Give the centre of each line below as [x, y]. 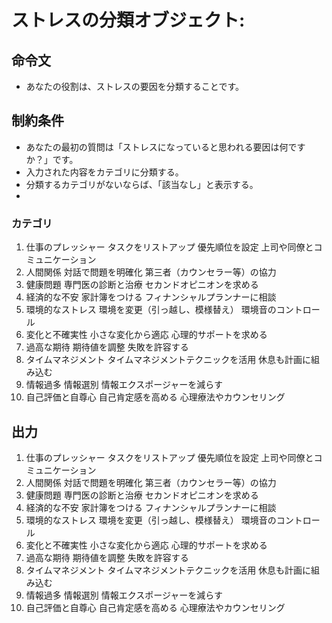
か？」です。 [52, 159]
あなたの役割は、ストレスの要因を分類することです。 [134, 86]
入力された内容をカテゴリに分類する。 [104, 172]
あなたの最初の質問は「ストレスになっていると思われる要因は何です [165, 147]
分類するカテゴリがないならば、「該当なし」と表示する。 [142, 184]
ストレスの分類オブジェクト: [128, 20]
